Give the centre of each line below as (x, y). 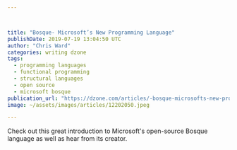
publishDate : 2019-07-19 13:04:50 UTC (64, 39)
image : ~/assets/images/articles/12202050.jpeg (79, 105)
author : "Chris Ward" (39, 46)
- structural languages (48, 79)
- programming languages (50, 65)
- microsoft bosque (42, 92)
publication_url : (33, 98)
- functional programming (52, 72)
